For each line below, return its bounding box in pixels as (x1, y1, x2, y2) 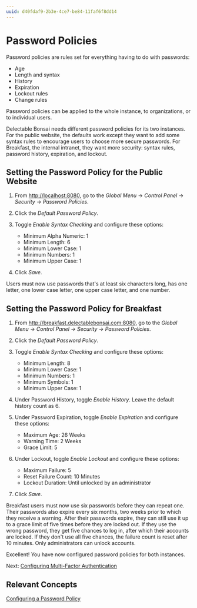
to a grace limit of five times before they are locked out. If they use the (6, 521, 176, 528)
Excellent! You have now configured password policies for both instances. (6, 551, 185, 558)
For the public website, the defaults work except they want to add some (6, 131, 180, 138)
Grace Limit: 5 (23, 444, 58, 451)
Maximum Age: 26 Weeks (23, 431, 86, 438)
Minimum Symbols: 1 (23, 378, 74, 386)
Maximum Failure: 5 (23, 467, 72, 474)
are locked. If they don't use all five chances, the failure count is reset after (6, 533, 188, 540)
